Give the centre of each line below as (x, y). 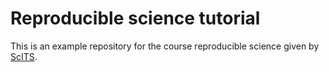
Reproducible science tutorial (135, 18)
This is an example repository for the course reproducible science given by (165, 46)
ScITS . (24, 56)
